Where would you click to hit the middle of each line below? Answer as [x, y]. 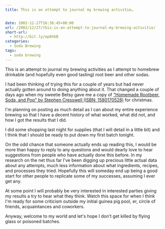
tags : [11, 50]
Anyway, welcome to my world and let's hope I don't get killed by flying [78, 216]
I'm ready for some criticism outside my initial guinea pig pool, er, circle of [80, 201]
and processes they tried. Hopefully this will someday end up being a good [82, 171]
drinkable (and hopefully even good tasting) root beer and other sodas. [77, 74]
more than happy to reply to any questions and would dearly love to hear [79, 149]
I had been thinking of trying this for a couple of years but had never [75, 84]
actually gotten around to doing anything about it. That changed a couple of [82, 89]
